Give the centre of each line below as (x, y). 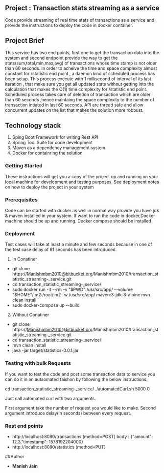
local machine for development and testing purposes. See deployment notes (82, 182)
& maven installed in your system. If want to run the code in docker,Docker (80, 216)
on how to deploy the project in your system (49, 187)
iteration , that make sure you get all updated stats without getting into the (80, 84)
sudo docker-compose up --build (46, 305)
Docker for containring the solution (47, 153)
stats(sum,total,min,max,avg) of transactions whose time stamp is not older (81, 63)
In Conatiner (25, 259)
